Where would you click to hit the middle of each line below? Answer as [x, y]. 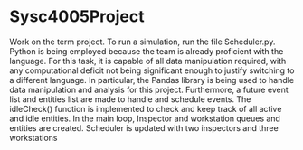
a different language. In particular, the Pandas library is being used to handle [152, 80]
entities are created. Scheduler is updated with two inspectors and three [144, 127]
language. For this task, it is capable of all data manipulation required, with [148, 61]
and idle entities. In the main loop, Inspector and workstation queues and [145, 118]
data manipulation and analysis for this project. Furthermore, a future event [149, 89]
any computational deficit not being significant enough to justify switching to [152, 70]
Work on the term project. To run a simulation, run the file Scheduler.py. [142, 42]
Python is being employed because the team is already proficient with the [147, 51]
